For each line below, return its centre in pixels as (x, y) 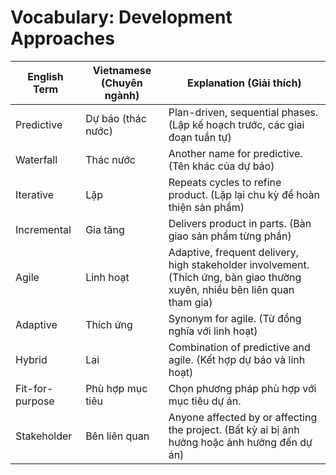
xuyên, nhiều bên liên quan (231, 289)
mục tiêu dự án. (205, 401)
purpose (35, 401)
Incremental (43, 229)
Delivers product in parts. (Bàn (240, 223)
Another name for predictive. (235, 153)
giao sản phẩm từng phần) (230, 236)
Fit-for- (34, 388)
